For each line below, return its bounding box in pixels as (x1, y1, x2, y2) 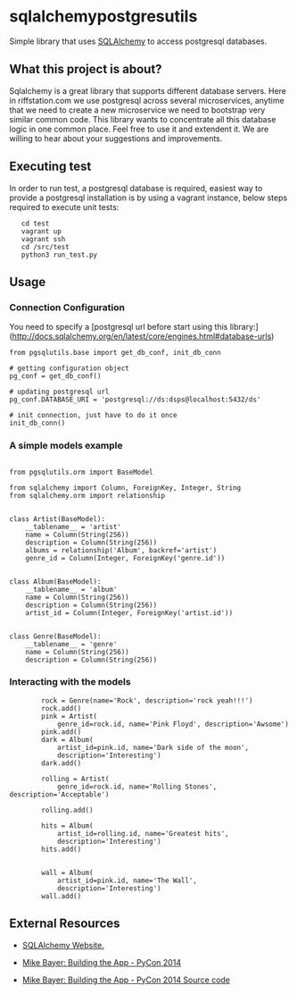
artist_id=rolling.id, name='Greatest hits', (56, 829, 229, 838)
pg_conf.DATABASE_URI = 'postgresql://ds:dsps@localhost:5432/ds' (9, 395, 261, 404)
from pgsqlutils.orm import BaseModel (9, 468, 153, 476)
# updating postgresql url (9, 387, 110, 397)
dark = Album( (41, 735, 94, 744)
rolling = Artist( (41, 774, 110, 783)
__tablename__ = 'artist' (25, 522, 122, 531)
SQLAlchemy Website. (21, 939, 104, 950)
